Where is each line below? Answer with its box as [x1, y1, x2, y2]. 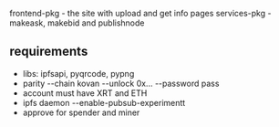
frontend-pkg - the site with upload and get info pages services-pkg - [9, 8, 272, 18]
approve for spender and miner [22, 107, 140, 118]
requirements [9, 44, 88, 59]
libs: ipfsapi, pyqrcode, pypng [22, 68, 135, 79]
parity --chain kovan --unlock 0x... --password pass [22, 78, 220, 89]
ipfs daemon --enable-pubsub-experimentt [22, 97, 186, 108]
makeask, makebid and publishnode [9, 17, 145, 28]
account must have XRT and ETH [22, 87, 148, 99]
